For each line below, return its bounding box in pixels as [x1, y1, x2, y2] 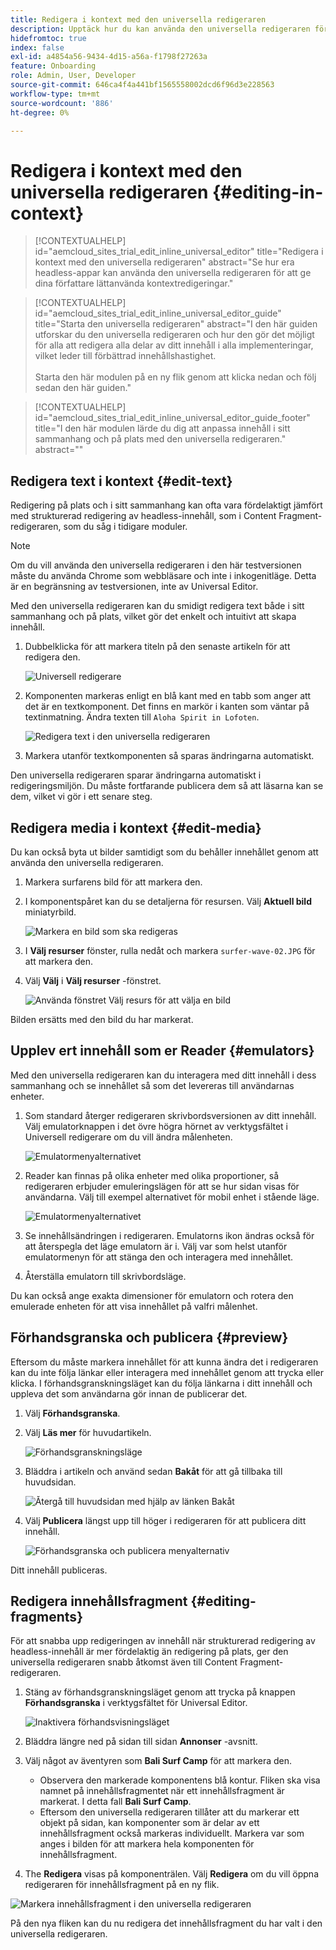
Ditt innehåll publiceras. [10, 1564, 108, 1576]
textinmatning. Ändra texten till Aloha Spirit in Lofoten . [24, 711, 260, 723]
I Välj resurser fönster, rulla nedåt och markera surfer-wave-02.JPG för [24, 944, 316, 956]
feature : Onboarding [10, 61, 97, 71]
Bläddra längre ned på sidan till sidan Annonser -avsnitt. [24, 1736, 258, 1748]
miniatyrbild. [24, 906, 77, 918]
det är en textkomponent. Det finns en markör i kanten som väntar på [24, 701, 310, 713]
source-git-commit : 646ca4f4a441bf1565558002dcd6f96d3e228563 [10, 80, 275, 90]
